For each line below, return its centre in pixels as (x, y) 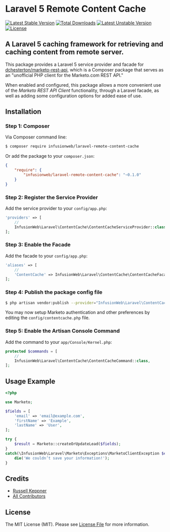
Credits (17, 478)
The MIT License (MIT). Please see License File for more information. (77, 524)
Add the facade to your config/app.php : (46, 256)
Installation (23, 112)
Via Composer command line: (36, 137)
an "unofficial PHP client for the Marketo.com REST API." (64, 75)
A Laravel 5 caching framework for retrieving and (84, 44)
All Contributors (29, 496)
